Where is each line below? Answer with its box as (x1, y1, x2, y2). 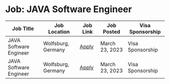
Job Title (12, 25, 34, 32)
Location (48, 28, 70, 35)
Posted (103, 28, 120, 35)
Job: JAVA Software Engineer (5, 4, 133, 15)
